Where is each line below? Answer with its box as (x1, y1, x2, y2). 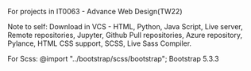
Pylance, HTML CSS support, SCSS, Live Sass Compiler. (7, 39, 192, 48)
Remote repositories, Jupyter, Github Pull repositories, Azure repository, (7, 31, 243, 39)
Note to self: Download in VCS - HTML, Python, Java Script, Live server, (7, 22, 243, 31)
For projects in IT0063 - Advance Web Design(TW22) (7, 7, 183, 16)
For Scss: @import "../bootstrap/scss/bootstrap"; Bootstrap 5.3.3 (7, 54, 219, 63)
